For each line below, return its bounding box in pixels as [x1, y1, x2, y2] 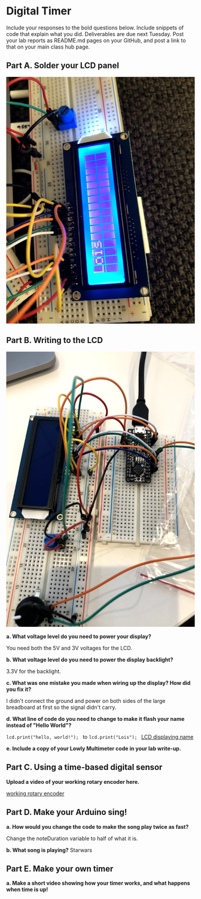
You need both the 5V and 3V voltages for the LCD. [6, 644, 133, 651]
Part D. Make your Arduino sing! [6, 807, 127, 817]
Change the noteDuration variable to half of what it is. [6, 835, 138, 842]
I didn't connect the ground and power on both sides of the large [6, 697, 166, 704]
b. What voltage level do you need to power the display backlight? [6, 656, 173, 663]
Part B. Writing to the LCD [6, 335, 103, 345]
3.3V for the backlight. [6, 668, 62, 675]
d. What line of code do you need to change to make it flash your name [6, 715, 185, 722]
